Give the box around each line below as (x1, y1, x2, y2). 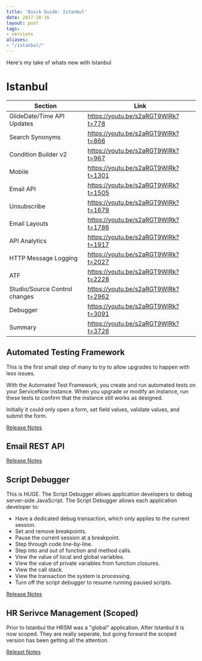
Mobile (9, 167, 29, 176)
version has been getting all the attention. (6, 637, 109, 644)
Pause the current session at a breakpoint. (14, 534, 120, 541)
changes (9, 292, 34, 301)
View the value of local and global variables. (14, 553, 124, 561)
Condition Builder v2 (9, 150, 67, 158)
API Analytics (9, 236, 47, 245)
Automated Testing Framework (6, 347, 125, 358)
